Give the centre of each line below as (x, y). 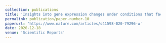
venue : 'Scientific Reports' (35, 33)
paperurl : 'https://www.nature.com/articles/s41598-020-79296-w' (74, 23)
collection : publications (32, 10)
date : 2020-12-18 (23, 28)
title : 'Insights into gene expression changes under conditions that (79, 14)
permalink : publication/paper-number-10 (47, 19)
